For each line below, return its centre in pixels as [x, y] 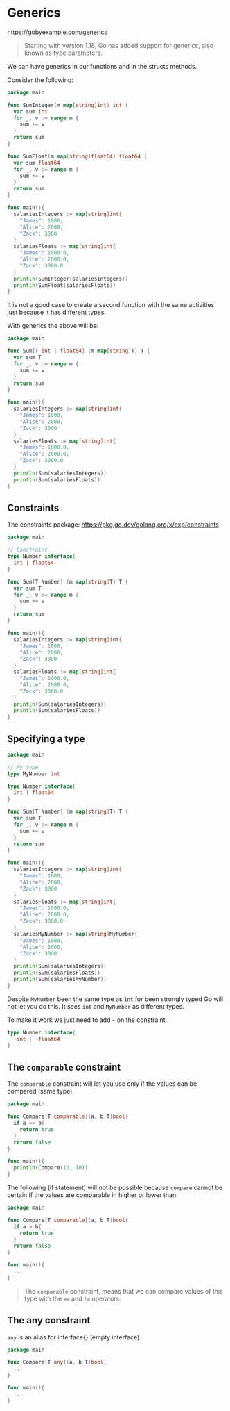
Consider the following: [41, 80]
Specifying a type [46, 739]
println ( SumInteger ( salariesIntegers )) [71, 279]
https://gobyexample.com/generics [57, 32]
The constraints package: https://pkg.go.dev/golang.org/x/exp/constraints [113, 525]
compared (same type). [41, 1091]
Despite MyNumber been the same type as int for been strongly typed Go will [115, 999]
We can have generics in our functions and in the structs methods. [102, 66]
